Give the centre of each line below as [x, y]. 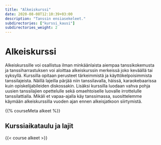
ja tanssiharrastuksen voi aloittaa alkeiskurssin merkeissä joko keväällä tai [79, 71]
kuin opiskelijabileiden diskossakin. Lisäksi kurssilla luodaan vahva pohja [78, 86]
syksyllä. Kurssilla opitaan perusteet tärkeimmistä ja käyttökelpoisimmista [79, 75]
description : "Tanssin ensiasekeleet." [45, 18]
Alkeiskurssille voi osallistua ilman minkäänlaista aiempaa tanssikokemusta [80, 65]
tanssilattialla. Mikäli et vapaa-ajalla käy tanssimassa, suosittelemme [73, 96]
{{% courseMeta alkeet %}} [33, 111]
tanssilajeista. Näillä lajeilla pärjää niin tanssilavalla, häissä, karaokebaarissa [81, 81]
